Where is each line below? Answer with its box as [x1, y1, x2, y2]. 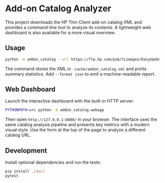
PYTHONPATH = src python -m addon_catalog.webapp [5, 107, 105, 113]
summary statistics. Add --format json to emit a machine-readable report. [5, 71, 156, 77]
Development [5, 146, 48, 155]
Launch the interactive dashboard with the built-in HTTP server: [5, 98, 134, 104]
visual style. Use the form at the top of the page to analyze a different [5, 127, 146, 133]
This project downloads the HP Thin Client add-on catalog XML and [5, 19, 142, 25]
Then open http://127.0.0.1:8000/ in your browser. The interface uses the [5, 116, 157, 123]
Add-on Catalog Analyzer [5, 3, 111, 14]
